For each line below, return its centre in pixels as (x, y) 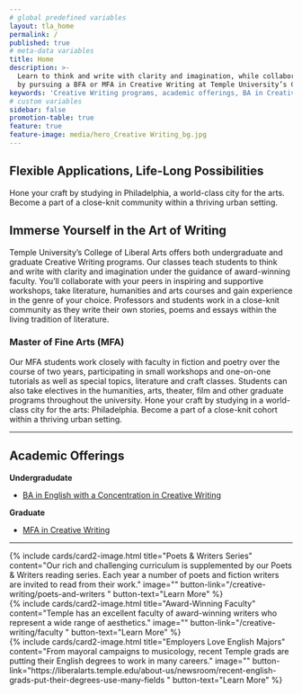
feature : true (36, 127)
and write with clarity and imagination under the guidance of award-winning (150, 271)
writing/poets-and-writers (58, 593)
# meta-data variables (52, 51)
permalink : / (34, 34)
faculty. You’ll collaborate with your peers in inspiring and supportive (137, 280)
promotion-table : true (52, 118)
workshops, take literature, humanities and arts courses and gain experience (151, 290)
